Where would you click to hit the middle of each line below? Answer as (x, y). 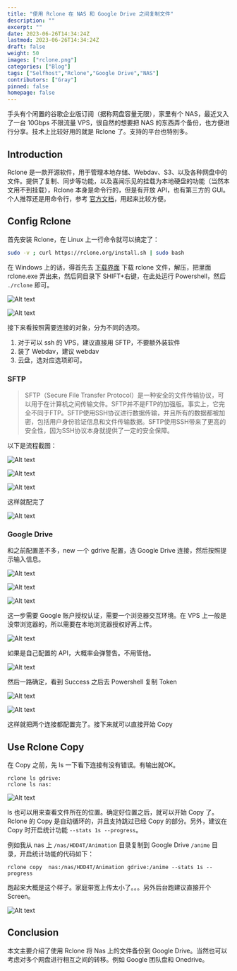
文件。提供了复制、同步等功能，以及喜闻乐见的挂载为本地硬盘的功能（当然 (115, 180)
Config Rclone (39, 221)
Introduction (35, 154)
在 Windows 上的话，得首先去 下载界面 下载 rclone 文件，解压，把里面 (109, 267)
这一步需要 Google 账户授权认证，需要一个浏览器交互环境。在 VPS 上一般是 (117, 616)
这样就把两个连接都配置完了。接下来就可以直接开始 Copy (90, 724)
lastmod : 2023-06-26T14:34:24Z (53, 40)
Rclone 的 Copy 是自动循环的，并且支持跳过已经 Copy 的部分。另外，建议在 (117, 821)
